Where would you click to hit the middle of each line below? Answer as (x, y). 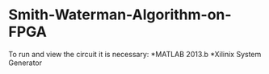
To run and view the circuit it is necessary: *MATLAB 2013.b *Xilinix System (135, 54)
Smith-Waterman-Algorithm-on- (120, 15)
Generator (25, 63)
